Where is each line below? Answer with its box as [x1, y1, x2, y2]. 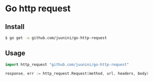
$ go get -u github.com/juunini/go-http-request [5, 35, 107, 40]
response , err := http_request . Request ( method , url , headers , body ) [5, 71, 149, 76]
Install [5, 23, 25, 31]
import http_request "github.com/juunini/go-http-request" [5, 62, 129, 67]
